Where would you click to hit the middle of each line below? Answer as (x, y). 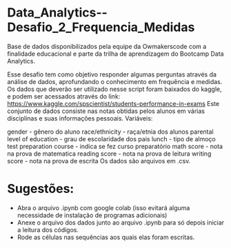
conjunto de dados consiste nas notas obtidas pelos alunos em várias (106, 111)
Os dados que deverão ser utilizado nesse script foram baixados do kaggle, (114, 89)
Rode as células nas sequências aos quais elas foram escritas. (106, 237)
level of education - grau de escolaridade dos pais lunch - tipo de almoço (111, 138)
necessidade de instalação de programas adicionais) (92, 215)
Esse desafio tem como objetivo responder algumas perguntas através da (112, 74)
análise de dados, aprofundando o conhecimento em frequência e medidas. (115, 81)
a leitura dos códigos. (48, 229)
